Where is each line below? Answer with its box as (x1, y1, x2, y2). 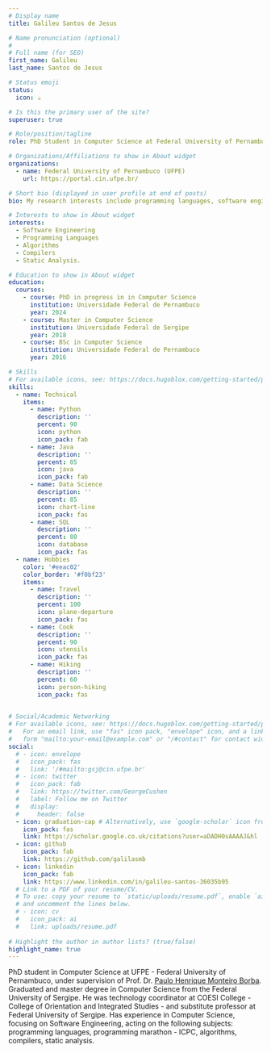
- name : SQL (29, 518, 70, 526)
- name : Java (29, 443, 74, 451)
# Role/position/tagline (8, 130, 92, 138)
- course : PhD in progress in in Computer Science (23, 294, 197, 302)
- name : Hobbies (15, 555, 70, 563)
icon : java (37, 466, 74, 474)
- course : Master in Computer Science (23, 315, 153, 324)
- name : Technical (15, 391, 78, 399)
